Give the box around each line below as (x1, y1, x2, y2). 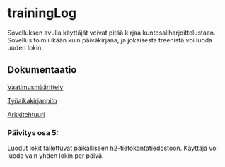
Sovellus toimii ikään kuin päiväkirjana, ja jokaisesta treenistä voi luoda (7, 35, 213, 44)
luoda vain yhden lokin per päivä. (7, 151, 104, 160)
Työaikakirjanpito (7, 96, 57, 105)
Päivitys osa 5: (7, 127, 59, 137)
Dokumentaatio (7, 64, 77, 76)
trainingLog (7, 5, 76, 21)
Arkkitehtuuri (7, 110, 45, 118)
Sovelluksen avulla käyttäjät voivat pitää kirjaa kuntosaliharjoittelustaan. (7, 28, 216, 37)
